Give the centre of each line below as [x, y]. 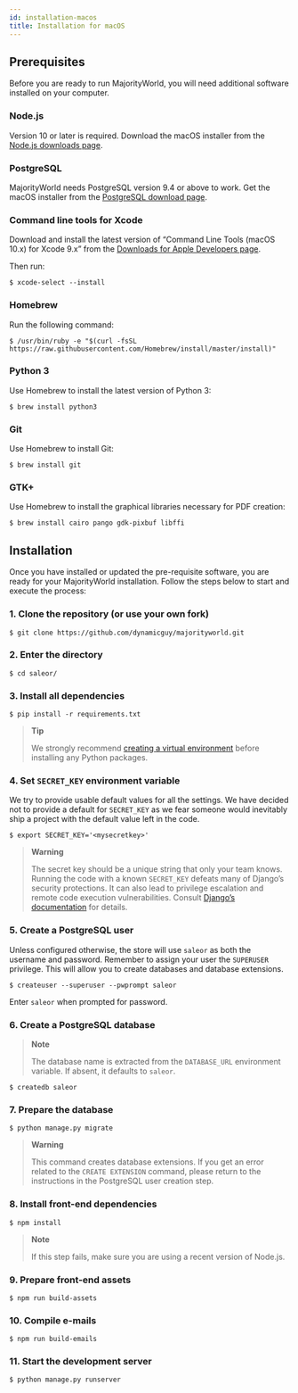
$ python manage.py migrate [61, 1128]
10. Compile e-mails [53, 1320]
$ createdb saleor [43, 1087]
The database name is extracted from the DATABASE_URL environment [156, 1061]
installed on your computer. [59, 93]
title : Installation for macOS [67, 26]
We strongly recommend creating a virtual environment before [145, 748]
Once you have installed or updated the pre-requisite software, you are [139, 572]
